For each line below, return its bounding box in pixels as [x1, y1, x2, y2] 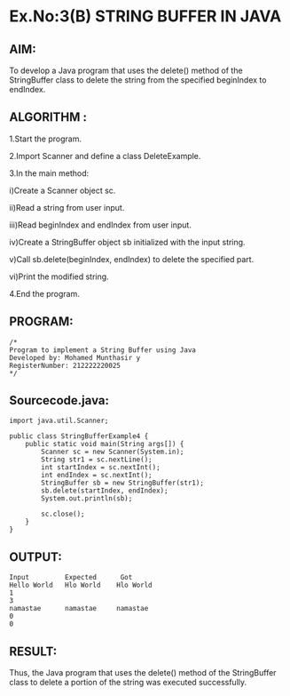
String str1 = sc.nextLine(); [41, 455, 153, 464]
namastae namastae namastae [9, 604, 149, 613]
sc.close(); [41, 509, 86, 519]
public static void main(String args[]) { [25, 440, 184, 449]
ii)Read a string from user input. [9, 202, 125, 212]
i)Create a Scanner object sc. [9, 185, 116, 196]
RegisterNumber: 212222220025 [9, 361, 121, 370]
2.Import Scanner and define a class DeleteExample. [9, 150, 201, 161]
